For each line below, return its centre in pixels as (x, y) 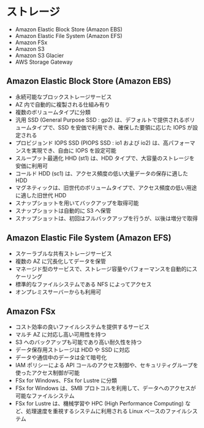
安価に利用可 (31, 166)
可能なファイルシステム (45, 396)
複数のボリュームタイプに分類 (53, 112)
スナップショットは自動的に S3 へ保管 (63, 210)
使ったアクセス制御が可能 (47, 373)
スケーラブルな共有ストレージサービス (63, 253)
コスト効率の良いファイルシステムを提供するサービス (82, 327)
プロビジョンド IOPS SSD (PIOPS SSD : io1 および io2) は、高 (92, 143)
